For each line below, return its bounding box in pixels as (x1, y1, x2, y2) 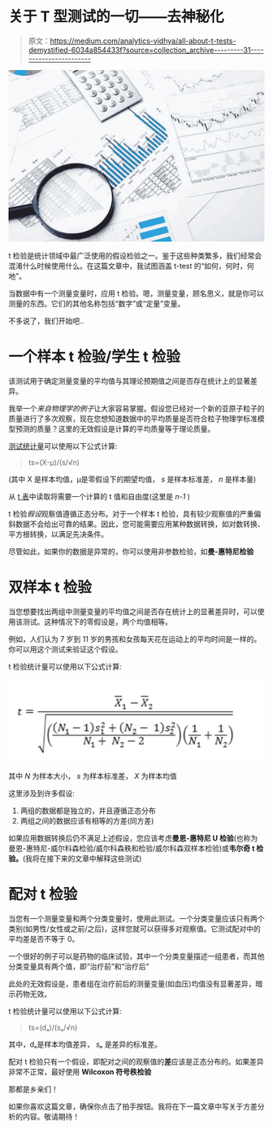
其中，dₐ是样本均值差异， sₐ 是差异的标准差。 (8, 1039, 162, 1049)
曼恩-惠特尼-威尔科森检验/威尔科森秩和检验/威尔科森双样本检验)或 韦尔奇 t (8, 843, 255, 853)
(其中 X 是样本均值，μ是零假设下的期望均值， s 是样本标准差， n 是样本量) (8, 474, 257, 484)
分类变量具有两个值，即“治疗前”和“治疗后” (8, 961, 149, 971)
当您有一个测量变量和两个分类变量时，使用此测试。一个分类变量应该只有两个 (8, 913, 265, 923)
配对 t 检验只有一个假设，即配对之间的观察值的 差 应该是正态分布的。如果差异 (8, 1057, 264, 1066)
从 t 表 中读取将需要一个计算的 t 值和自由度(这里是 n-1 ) (8, 491, 191, 501)
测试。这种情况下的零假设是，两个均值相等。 (22, 617, 172, 626)
